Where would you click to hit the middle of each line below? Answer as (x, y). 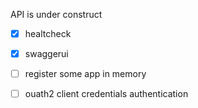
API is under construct (56, 14)
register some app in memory (85, 74)
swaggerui (46, 54)
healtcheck (48, 33)
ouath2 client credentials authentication (106, 94)
